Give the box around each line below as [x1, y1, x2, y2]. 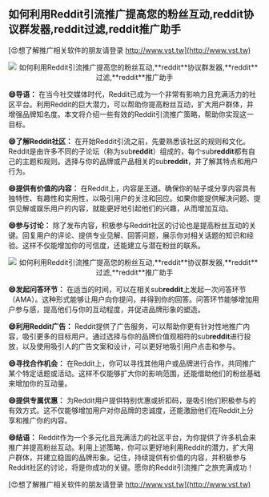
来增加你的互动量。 [8, 379, 72, 388]
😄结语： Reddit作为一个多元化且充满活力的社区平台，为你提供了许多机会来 [8, 432, 256, 442]
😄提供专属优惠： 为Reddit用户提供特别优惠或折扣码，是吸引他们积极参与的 [8, 395, 256, 405]
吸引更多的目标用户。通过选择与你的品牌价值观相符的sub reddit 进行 [22, 331, 244, 341]
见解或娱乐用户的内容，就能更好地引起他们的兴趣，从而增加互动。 [14, 203, 233, 213]
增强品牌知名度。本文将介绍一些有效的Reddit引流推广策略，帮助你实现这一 [8, 109, 255, 118]
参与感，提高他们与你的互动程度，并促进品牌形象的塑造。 [14, 304, 205, 314]
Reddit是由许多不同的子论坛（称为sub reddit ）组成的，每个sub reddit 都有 [8, 146, 249, 156]
